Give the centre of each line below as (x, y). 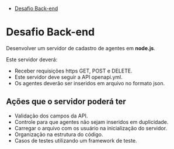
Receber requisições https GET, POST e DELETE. (73, 71)
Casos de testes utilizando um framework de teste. (76, 140)
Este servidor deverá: (32, 59)
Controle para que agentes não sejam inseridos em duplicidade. (91, 122)
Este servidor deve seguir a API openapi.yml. (68, 77)
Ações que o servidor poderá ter (66, 102)
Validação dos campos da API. (51, 116)
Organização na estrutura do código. (59, 134)
